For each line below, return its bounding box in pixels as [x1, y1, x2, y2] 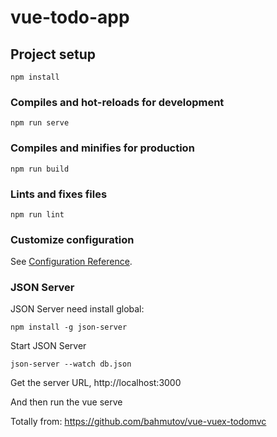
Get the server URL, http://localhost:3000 [10, 377, 182, 389]
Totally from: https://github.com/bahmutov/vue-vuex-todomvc [10, 416, 267, 428]
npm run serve [10, 118, 70, 128]
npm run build [10, 164, 70, 174]
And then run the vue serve [10, 396, 123, 408]
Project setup [10, 46, 97, 63]
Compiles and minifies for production [10, 141, 195, 155]
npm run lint [10, 209, 65, 220]
